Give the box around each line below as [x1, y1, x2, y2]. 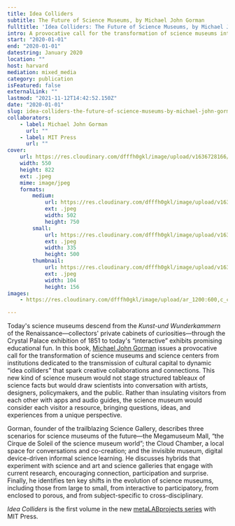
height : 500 [44, 251, 80, 258]
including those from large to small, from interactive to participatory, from [7, 484, 219, 492]
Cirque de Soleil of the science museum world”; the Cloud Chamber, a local [7, 439, 225, 448]
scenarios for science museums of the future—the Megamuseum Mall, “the [7, 432, 225, 441]
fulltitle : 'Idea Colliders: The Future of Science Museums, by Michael [7, 23, 224, 30]
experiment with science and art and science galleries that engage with [7, 462, 213, 470]
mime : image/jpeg [20, 179, 71, 186]
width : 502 [44, 212, 77, 219]
